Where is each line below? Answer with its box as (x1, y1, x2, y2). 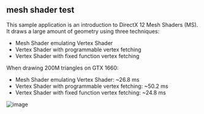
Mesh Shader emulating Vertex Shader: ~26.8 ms (15, 76, 140, 83)
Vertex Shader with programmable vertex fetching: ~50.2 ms (15, 82, 168, 90)
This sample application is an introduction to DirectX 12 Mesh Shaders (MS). (6, 21, 198, 28)
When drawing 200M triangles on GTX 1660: (6, 64, 119, 71)
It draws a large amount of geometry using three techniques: (6, 27, 160, 35)
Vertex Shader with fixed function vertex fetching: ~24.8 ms (15, 88, 167, 96)
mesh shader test (6, 5, 75, 15)
